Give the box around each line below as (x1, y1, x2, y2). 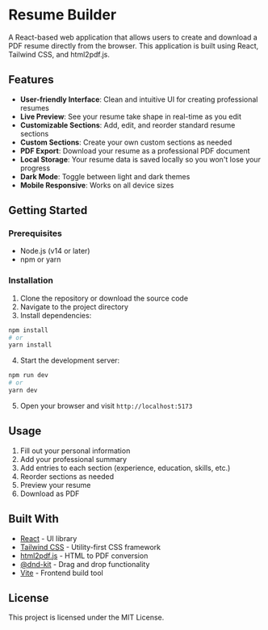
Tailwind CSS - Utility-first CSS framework (19, 542, 161, 552)
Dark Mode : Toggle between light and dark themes (19, 171, 191, 181)
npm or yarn (19, 254, 61, 264)
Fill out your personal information (19, 446, 131, 456)
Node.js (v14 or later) (19, 246, 90, 256)
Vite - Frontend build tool (19, 568, 103, 577)
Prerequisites (8, 228, 62, 239)
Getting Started (8, 204, 88, 217)
